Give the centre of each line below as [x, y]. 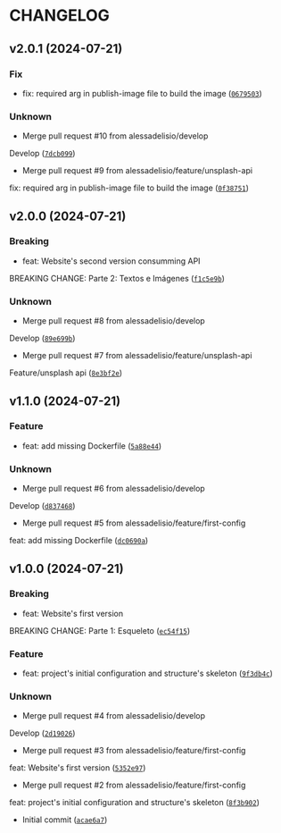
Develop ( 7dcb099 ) [42, 154]
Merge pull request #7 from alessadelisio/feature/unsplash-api [137, 356]
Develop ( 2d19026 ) [42, 733]
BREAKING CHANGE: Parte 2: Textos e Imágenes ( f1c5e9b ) [117, 278]
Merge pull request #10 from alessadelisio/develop [115, 136]
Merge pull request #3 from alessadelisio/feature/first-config [134, 751]
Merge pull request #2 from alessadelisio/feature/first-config [134, 785]
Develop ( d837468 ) [42, 506]
